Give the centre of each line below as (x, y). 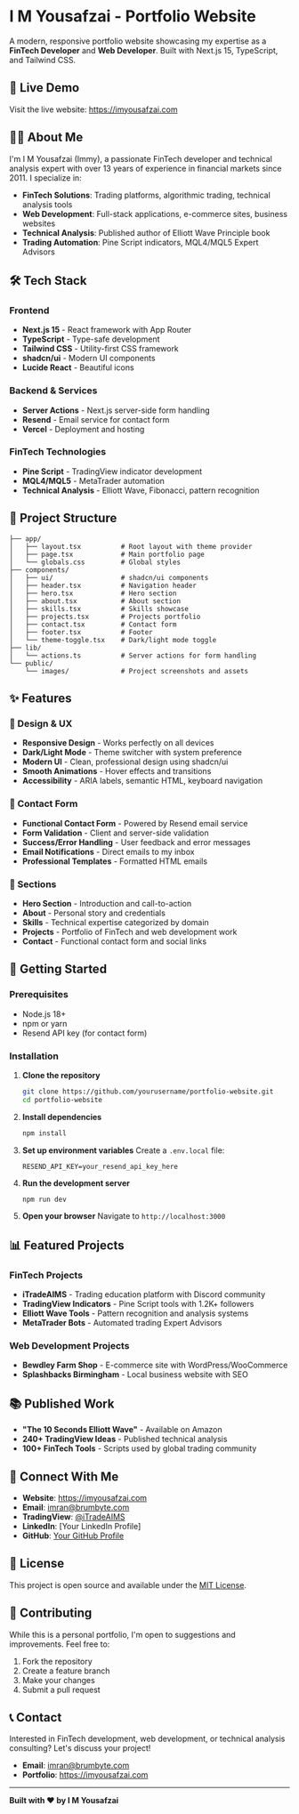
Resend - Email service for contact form (96, 419)
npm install (44, 1133)
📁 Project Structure (63, 518)
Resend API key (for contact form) (85, 1033)
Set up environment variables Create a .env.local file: (123, 1150)
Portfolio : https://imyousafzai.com (85, 1775)
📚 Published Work (62, 1403)
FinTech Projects (46, 1275)
